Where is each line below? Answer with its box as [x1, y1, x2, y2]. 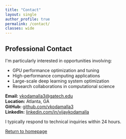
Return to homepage [5, 128, 47, 134]
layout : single [5, 12, 37, 17]
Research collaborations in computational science [12, 83, 115, 89]
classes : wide [5, 26, 35, 31]
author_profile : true [5, 16, 50, 21]
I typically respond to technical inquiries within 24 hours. [5, 118, 122, 124]
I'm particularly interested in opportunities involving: [5, 57, 112, 63]
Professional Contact [5, 44, 72, 53]
